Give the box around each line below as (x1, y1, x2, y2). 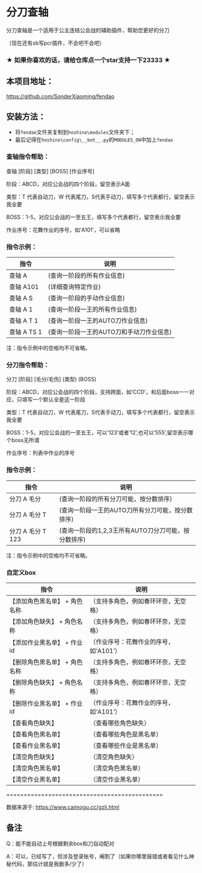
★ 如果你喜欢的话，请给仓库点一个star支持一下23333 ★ (6, 55, 171, 64)
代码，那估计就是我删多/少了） (11, 860, 88, 867)
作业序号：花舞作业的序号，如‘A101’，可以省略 (6, 226, 120, 233)
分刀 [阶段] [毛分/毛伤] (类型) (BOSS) (6, 375, 97, 383)
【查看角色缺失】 (9, 718, 58, 727)
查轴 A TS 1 (9, 328, 42, 336)
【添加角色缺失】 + (9, 617, 63, 626)
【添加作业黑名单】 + (9, 638, 69, 647)
